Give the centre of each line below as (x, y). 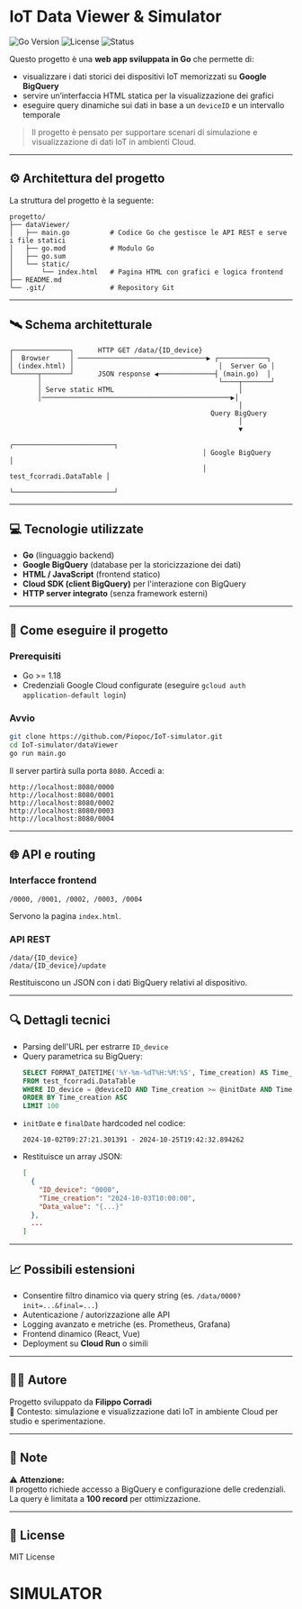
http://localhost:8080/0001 (62, 795)
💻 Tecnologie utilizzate (76, 529)
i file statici (38, 241)
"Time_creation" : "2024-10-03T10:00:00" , (117, 1198)
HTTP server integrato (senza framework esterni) (115, 594)
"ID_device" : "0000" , (79, 1190)
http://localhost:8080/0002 (62, 803)
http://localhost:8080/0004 (62, 818)
